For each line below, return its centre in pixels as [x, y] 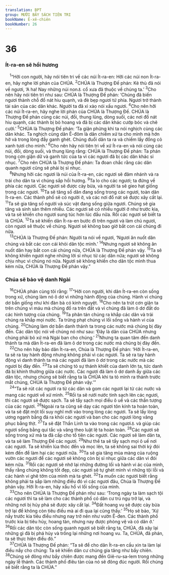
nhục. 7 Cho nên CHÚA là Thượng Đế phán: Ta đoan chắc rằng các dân [79, 162]
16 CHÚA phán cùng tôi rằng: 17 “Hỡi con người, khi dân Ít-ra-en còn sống [84, 291]
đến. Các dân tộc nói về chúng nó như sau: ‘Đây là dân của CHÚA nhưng [81, 331]
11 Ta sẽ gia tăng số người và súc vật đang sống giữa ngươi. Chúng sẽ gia [80, 203]
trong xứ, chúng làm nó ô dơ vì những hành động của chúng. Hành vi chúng [84, 296]
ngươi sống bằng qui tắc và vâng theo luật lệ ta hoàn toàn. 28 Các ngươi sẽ [82, 429]
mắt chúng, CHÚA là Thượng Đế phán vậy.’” [51, 382]
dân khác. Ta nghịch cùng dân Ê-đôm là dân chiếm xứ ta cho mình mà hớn [82, 134]
